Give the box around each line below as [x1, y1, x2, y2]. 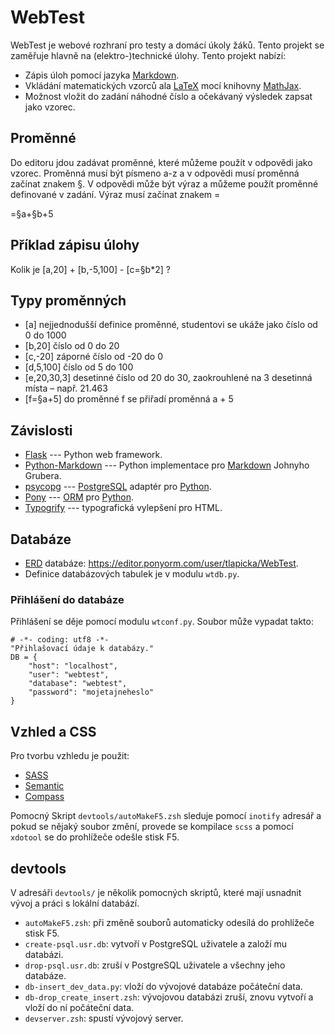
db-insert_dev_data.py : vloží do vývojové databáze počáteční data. [24, 980, 303, 992]
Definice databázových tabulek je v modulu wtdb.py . [24, 568, 240, 580]
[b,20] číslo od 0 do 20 [24, 340, 120, 352]
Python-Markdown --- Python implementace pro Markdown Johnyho [24, 459, 310, 471]
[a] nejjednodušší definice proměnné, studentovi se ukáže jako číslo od [24, 319, 318, 331]
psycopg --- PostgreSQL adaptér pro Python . [24, 481, 212, 493]
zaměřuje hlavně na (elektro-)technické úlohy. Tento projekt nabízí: [10, 49, 287, 61]
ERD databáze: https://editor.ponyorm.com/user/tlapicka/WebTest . [24, 557, 299, 569]
